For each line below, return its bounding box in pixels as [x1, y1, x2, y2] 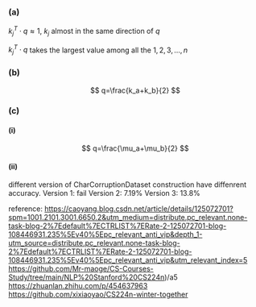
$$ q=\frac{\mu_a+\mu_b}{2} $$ [81, 143, 189, 153]
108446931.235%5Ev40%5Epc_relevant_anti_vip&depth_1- [8, 229, 203, 239]
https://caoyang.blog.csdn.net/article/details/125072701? [43, 204, 233, 214]
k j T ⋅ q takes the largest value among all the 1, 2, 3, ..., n [8, 44, 188, 56]
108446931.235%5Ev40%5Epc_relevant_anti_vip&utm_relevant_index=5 [8, 255, 248, 264]
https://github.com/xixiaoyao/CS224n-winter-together [8, 289, 188, 299]
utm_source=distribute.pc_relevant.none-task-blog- [8, 238, 181, 247]
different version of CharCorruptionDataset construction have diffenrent [8, 180, 247, 189]
